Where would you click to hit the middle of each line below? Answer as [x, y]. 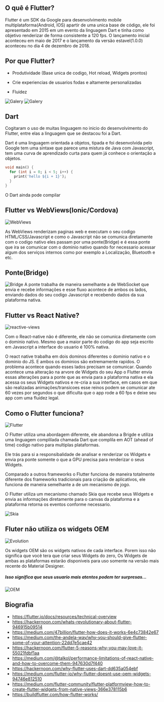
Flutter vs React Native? [42, 315]
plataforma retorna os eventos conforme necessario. [58, 504]
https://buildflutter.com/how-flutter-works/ [55, 694]
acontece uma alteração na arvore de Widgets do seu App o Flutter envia [79, 372]
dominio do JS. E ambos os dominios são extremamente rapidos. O [72, 362]
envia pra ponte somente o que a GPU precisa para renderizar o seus [75, 460]
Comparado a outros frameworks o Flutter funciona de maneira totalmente [80, 474]
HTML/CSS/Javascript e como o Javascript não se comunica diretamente [79, 237]
